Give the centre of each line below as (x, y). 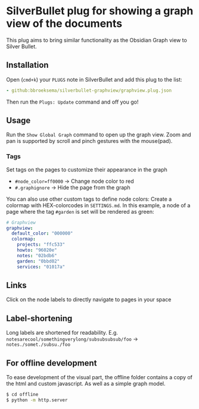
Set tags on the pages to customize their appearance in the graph (87, 169)
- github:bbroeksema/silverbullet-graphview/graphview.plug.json (89, 90)
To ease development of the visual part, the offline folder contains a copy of (99, 377)
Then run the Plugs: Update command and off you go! (72, 102)
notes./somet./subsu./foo (38, 345)
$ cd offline (22, 395)
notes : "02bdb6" (37, 255)
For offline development (52, 363)
